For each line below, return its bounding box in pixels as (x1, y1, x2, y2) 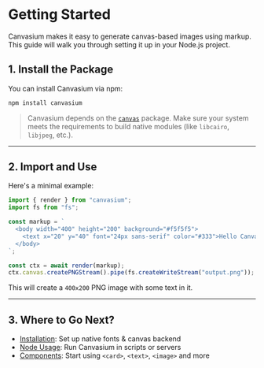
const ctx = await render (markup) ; (8, 262, 125, 269)
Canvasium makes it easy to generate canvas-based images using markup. (8, 32, 251, 41)
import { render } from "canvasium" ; (8, 196, 132, 204)
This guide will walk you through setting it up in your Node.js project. (8, 39, 230, 49)
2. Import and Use (8, 160, 97, 174)
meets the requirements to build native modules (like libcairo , (27, 121, 230, 131)
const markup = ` (8, 218, 65, 226)
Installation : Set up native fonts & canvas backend (19, 334, 181, 344)
